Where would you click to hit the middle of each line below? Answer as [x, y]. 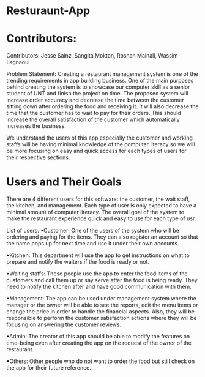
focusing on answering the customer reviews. [64, 324]
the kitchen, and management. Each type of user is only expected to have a [102, 206]
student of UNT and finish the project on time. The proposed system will [97, 94]
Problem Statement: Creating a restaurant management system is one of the [102, 74]
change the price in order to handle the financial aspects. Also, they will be [100, 312]
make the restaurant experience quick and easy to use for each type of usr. [101, 218]
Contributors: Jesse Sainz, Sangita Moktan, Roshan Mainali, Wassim [92, 56]
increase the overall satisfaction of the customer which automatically [93, 119]
